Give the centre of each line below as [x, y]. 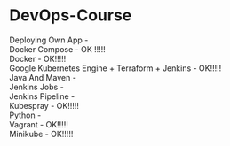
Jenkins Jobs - [36, 87]
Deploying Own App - [49, 40]
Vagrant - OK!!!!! [39, 124]
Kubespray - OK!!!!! [44, 105]
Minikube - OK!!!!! [41, 134]
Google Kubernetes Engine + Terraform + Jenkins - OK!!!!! [115, 68]
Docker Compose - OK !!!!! [58, 49]
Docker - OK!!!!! [38, 58]
